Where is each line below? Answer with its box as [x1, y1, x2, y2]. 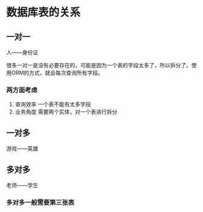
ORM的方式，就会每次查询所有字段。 [11, 69, 104, 76]
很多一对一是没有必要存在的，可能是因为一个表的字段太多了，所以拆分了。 [6, 62, 192, 68]
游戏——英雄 [6, 145, 38, 152]
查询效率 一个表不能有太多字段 [14, 101, 91, 108]
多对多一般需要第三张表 [6, 198, 74, 207]
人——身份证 [6, 49, 38, 56]
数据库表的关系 [6, 5, 81, 19]
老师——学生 [6, 181, 38, 188]
